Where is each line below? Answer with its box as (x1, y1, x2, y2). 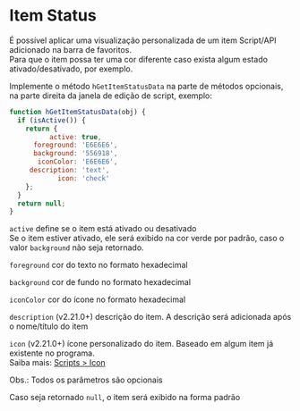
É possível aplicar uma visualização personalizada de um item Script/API (9, 35, 277, 46)
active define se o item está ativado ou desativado (9, 223, 197, 234)
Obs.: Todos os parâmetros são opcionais (9, 374, 163, 385)
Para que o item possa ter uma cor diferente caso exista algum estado (9, 54, 269, 64)
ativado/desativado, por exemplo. (9, 63, 133, 74)
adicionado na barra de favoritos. (9, 44, 133, 55)
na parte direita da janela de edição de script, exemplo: (9, 90, 213, 101)
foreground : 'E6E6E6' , (32, 140, 118, 150)
